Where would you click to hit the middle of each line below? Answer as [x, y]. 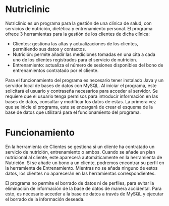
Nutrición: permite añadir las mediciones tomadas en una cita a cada [84, 54]
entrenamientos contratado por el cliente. [55, 70]
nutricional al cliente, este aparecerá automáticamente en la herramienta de [84, 157]
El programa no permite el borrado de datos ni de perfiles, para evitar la [80, 183]
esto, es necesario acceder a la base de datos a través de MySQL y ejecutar [84, 194]
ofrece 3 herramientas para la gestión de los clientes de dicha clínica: [78, 34]
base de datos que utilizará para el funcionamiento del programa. [73, 112]
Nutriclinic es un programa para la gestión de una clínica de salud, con [79, 23]
